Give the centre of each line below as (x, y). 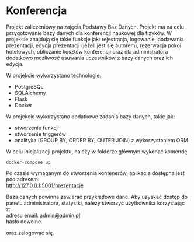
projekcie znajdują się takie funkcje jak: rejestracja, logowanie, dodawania (95, 39)
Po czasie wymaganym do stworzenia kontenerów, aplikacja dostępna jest (96, 173)
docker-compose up (28, 162)
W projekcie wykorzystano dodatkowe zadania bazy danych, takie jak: (91, 116)
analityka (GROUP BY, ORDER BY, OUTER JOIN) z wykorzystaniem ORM (101, 140)
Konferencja (37, 11)
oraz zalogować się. (30, 233)
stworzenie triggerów (40, 134)
